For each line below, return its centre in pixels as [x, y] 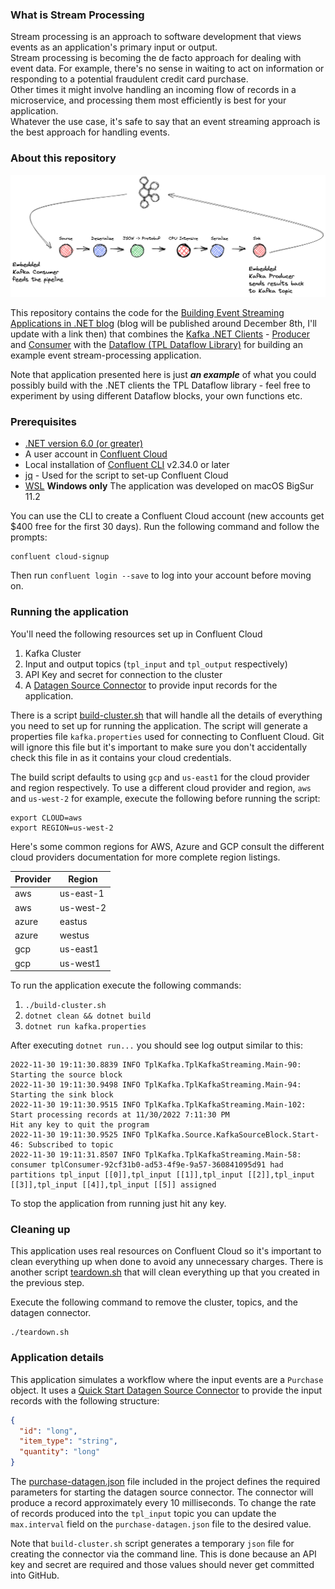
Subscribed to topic [71, 1145]
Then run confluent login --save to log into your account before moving [161, 575]
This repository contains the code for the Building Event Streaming [147, 312]
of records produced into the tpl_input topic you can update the [143, 1514]
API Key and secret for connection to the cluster [123, 674]
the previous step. [47, 1283]
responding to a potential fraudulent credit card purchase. [129, 79]
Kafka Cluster [53, 653]
